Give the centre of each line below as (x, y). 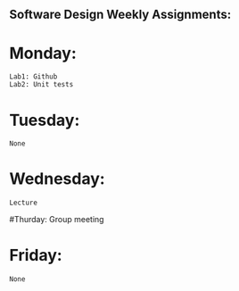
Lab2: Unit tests (41, 85)
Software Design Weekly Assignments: (120, 15)
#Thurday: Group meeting (57, 220)
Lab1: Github (33, 77)
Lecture (24, 203)
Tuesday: (45, 120)
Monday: (43, 53)
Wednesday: (57, 179)
